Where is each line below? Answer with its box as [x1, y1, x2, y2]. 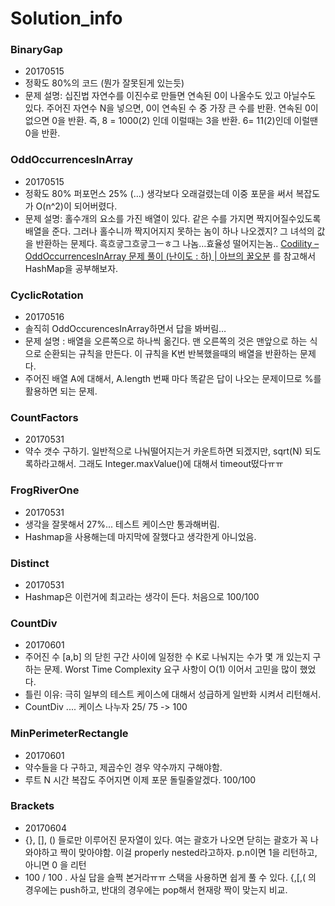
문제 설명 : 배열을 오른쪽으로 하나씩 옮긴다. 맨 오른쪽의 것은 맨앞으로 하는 [24, 335, 308, 347]
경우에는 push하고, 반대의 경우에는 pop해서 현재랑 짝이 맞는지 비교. [24, 883, 288, 896]
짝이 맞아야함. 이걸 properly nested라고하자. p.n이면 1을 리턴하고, [59, 846, 318, 858]
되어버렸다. [73, 200, 118, 212]
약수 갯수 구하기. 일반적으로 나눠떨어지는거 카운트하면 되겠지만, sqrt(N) [24, 445, 303, 457]
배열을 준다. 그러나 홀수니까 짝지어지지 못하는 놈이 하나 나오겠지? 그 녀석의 [24, 225, 315, 237]
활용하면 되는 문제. [24, 385, 98, 397]
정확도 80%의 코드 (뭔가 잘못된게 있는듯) [24, 77, 185, 89]
